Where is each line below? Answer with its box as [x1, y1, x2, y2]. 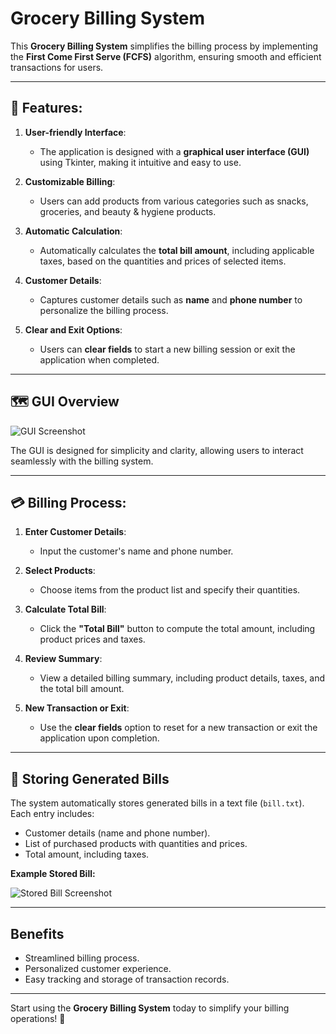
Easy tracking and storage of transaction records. [24, 973, 230, 985]
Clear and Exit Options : [24, 323, 123, 336]
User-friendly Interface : [24, 126, 127, 138]
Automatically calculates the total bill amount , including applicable [39, 244, 315, 256]
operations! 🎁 [10, 1013, 66, 1024]
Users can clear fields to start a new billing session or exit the [39, 343, 296, 355]
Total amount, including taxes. [24, 848, 150, 861]
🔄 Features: [10, 100, 83, 117]
